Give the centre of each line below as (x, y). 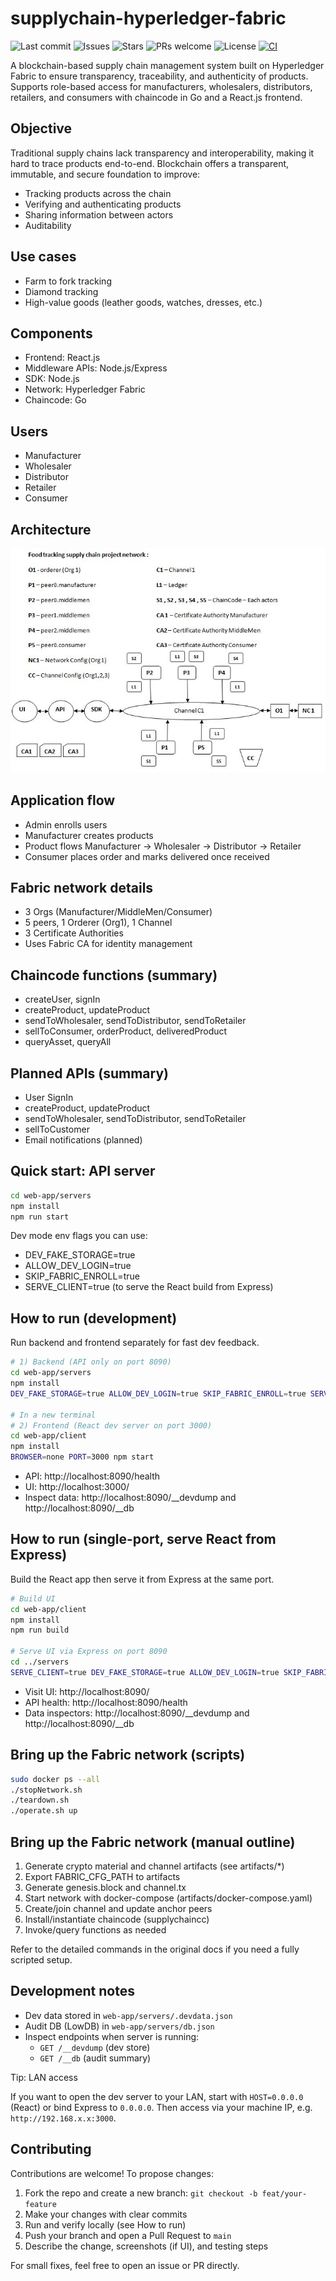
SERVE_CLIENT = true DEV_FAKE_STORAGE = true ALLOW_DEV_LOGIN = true (145, 1672)
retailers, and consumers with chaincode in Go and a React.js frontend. (156, 97)
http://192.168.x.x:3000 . (63, 2118)
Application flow (63, 800)
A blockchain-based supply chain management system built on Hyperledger (167, 65)
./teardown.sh (40, 1800)
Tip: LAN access (44, 2077)
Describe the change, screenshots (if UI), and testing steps (146, 2246)
